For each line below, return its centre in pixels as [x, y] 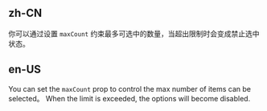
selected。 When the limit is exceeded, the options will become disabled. [129, 98]
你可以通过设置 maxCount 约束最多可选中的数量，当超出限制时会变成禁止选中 [134, 33]
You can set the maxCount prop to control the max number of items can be [130, 88]
